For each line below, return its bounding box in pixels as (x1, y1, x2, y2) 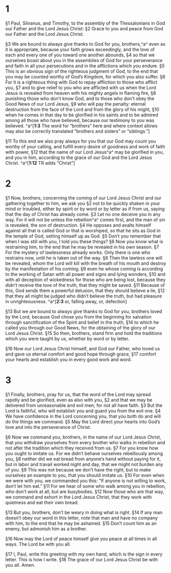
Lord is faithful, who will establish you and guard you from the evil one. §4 (5, 407, 161, 413)
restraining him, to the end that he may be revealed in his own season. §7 (5, 244, 159, 250)
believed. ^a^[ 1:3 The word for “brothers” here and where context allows (5, 123, 158, 129)
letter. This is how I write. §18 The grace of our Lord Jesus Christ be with (5, 556, 158, 562)
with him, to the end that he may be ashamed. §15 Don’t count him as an (5, 520, 157, 526)
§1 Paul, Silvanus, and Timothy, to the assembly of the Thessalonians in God (5, 20, 165, 26)
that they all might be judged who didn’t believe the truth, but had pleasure (5, 293, 162, 299)
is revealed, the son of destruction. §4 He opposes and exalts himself (5, 222, 152, 228)
